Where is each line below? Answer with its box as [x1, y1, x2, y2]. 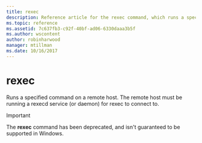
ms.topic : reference [6, 20, 58, 26]
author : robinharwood [6, 37, 61, 43]
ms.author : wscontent [6, 31, 61, 37]
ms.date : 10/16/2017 [6, 48, 58, 54]
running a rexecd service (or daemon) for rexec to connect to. [6, 100, 159, 107]
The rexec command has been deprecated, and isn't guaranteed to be [6, 123, 180, 130]
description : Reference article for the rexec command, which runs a [6, 14, 185, 20]
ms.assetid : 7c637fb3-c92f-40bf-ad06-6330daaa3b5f [6, 25, 136, 32]
